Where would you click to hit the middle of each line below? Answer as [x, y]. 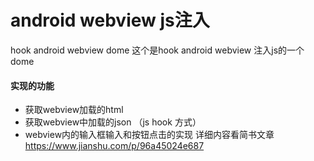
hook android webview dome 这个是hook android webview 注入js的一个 [157, 50]
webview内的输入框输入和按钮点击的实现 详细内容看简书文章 [149, 135]
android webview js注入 [110, 20]
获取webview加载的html [74, 110]
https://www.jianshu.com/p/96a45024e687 [114, 146]
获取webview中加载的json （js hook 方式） [113, 122]
